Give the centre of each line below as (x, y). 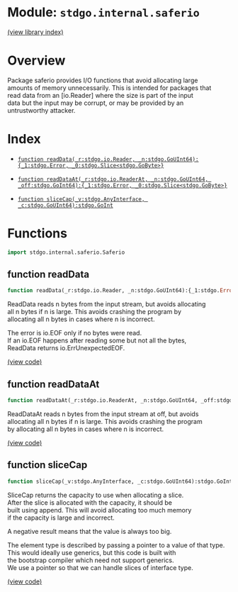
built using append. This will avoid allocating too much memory (100, 510)
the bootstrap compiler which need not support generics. (91, 560)
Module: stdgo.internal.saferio (103, 12)
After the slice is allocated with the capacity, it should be (90, 502)
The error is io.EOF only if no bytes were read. (75, 333)
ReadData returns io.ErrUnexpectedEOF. (66, 348)
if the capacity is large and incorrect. (61, 518)
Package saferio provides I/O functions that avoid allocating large (103, 80)
